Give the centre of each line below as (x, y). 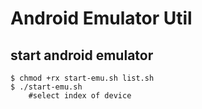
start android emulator (82, 55)
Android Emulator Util (101, 18)
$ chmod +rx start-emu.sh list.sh (82, 78)
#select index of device (80, 96)
